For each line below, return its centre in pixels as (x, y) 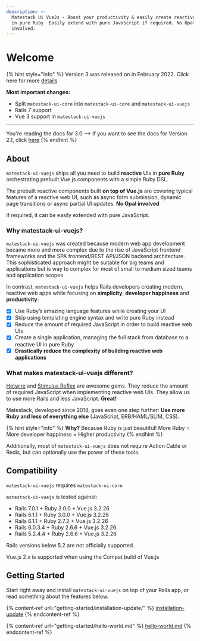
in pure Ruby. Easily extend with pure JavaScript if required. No (97, 23)
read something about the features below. (57, 596)
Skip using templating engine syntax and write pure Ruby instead (94, 318)
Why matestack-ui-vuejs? (45, 230)
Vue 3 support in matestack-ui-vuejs (60, 116)
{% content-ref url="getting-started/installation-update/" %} (80, 608)
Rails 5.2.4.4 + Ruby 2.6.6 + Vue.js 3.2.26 (66, 534)
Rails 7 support (33, 110)
